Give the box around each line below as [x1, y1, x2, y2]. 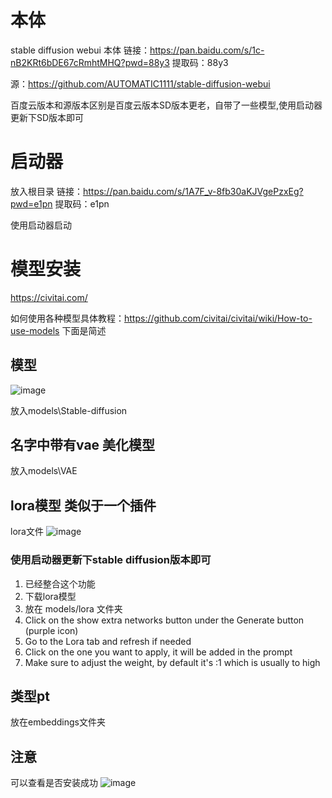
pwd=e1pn [10, 197, 53, 210]
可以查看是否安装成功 [10, 777, 98, 789]
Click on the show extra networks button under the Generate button [24, 614, 305, 626]
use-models [10, 324, 60, 336]
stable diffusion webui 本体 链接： [10, 44, 150, 56]
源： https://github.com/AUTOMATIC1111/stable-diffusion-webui [10, 77, 271, 90]
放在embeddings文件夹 [10, 716, 106, 728]
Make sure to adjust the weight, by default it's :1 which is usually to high [24, 656, 321, 668]
